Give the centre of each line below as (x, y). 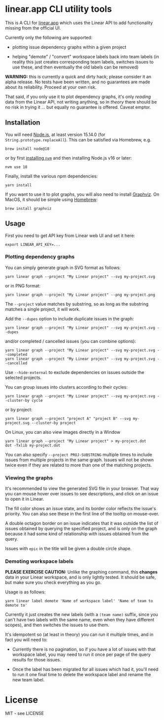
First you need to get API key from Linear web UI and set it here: (70, 236)
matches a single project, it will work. (43, 309)
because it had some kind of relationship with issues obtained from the (77, 534)
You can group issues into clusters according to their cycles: (66, 387)
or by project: (19, 410)
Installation (23, 122)
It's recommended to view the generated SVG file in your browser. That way (82, 488)
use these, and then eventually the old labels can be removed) (75, 67)
